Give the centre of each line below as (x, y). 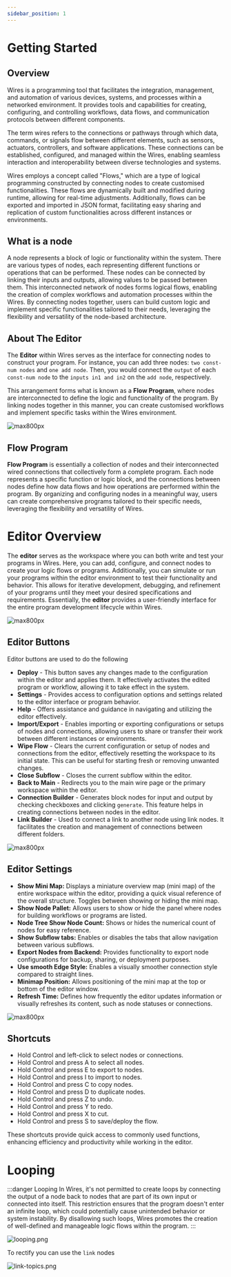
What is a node (40, 242)
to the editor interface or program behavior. (79, 701)
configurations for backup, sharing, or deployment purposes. (104, 959)
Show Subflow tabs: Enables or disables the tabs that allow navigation (118, 937)
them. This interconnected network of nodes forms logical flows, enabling (112, 287)
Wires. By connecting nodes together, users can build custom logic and (109, 302)
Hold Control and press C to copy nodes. (75, 1085)
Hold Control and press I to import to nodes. (80, 1077)
